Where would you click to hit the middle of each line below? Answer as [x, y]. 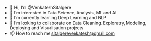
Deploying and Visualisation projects [47, 28]
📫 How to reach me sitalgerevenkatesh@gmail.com [62, 33]
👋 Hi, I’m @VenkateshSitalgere [40, 7]
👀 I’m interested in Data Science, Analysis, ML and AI [63, 13]
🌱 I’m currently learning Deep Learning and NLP [58, 18]
